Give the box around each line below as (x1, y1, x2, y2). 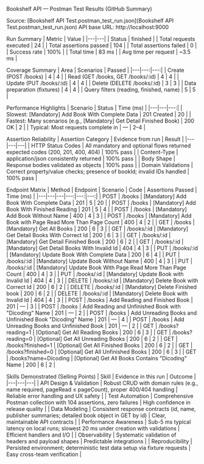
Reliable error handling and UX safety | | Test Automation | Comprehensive (6, 393, 194, 399)
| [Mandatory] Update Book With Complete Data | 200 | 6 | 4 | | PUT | (6, 251, 180, 258)
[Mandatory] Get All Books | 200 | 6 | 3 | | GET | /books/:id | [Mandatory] (6, 225, 189, 232)
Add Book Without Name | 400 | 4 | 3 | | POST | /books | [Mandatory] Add (6, 212, 192, 219)
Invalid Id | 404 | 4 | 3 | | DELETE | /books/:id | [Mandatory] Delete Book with (6, 277, 199, 284)
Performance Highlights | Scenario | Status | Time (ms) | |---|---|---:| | (6, 104, 183, 112)
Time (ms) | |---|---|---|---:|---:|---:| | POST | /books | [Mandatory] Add (6, 193, 187, 200)
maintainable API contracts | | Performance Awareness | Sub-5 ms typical (6, 418, 191, 426)
